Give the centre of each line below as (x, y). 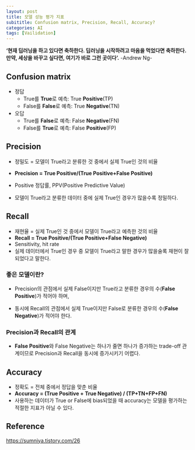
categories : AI (25, 28)
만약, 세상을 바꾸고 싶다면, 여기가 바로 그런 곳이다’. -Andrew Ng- (79, 58)
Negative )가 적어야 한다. (43, 316)
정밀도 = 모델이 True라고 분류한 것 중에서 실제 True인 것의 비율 (86, 161)
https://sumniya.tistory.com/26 (43, 440)
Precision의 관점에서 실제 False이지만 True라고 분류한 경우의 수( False (95, 288)
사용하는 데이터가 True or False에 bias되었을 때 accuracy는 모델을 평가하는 (101, 400)
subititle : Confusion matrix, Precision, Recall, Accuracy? (81, 22)
